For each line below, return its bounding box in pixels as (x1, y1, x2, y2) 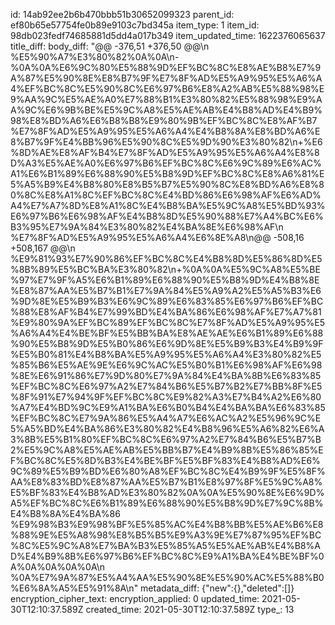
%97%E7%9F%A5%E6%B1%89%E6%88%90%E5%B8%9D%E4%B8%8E (10, 274, 320, 286)
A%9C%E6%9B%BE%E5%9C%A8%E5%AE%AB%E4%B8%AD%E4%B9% (10, 104, 323, 116)
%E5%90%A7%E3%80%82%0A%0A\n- (10, 51, 180, 63)
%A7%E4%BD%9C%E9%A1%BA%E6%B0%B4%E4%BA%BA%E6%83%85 (10, 402, 326, 413)
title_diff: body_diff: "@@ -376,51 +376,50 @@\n (10, 40, 210, 52)
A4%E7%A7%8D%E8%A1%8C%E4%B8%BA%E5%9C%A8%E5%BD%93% (10, 200, 326, 211)
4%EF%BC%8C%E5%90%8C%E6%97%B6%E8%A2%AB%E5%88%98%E (10, 83, 325, 94)
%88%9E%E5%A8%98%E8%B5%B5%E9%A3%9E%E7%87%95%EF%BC (10, 529, 322, 541)
